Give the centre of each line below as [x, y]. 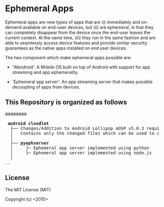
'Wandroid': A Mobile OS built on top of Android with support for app [81, 67]
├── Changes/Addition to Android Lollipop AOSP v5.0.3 [77, 128]
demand [13, 27]
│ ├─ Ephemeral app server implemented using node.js [81, 153]
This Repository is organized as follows [66, 103]
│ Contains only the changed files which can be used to [82, 133]
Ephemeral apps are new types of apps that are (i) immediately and [73, 22]
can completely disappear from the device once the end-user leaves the [78, 32]
